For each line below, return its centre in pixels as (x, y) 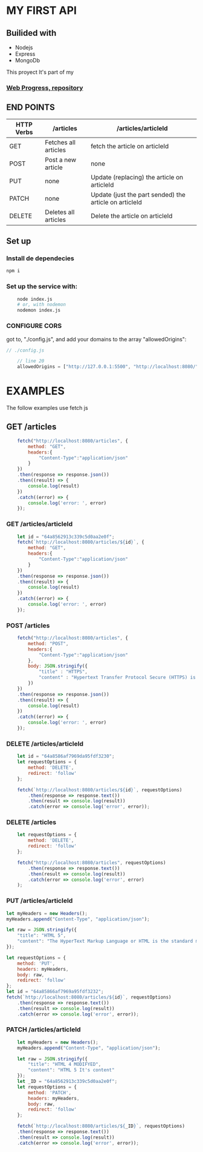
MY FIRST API (42, 11)
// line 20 (31, 361)
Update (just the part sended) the (138, 195)
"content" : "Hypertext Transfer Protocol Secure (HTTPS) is (117, 678)
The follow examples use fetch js (47, 408)
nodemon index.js (39, 310)
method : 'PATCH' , (50, 1093)
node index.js (35, 299)
